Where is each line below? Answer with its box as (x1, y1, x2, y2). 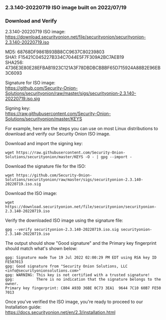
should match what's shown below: (5, 246, 78, 252)
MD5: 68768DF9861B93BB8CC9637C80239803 (5, 49, 105, 55)
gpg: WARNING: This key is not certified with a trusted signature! (5, 273, 150, 278)
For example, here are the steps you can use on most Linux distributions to (5, 126, 158, 132)
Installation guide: (5, 304, 42, 310)
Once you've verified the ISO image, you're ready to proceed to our (5, 299, 143, 305)
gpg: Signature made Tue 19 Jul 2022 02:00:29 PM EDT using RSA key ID (5, 255, 157, 260)
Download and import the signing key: (5, 141, 83, 147)
